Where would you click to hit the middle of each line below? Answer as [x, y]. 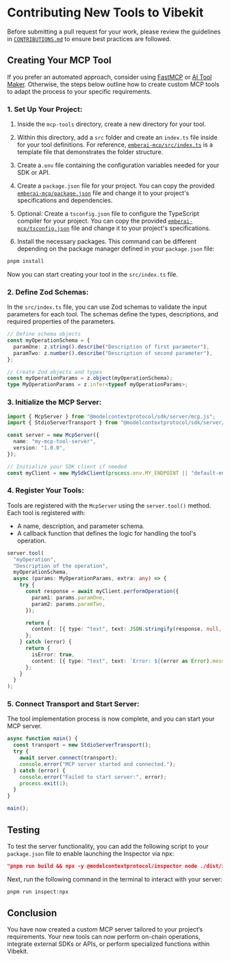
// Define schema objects [44, 334]
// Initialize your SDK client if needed [67, 466]
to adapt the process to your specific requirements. [79, 91]
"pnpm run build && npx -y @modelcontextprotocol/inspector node [102, 866]
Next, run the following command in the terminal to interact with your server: [115, 879]
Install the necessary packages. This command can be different [107, 242]
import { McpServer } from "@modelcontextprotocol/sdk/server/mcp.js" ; [111, 416]
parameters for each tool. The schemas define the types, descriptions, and [113, 314]
